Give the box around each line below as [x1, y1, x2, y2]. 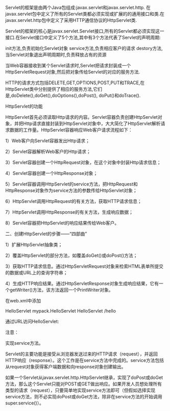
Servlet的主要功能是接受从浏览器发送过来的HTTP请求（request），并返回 [5, 351, 158, 357]
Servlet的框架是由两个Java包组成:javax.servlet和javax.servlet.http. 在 [5, 5, 151, 10]
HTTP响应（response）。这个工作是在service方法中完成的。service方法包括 [5, 357, 164, 363]
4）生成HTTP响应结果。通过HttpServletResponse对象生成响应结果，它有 [5, 280, 159, 287]
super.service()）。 [5, 400, 44, 406]
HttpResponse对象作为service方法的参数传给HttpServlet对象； [5, 188, 137, 193]
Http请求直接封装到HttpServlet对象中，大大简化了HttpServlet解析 [22, 120, 161, 126]
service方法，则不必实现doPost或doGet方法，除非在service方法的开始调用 [5, 394, 162, 399]
